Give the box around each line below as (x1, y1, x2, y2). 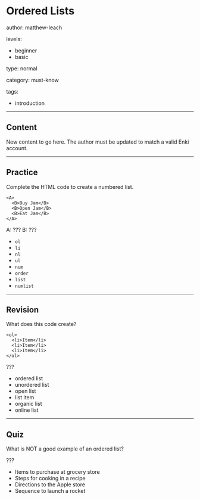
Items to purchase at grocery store (14, 468, 100, 476)
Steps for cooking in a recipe (14, 475, 86, 482)
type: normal (6, 64, 37, 72)
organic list (14, 400, 43, 408)
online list (14, 406, 39, 414)
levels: (6, 35, 22, 42)
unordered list (14, 381, 49, 389)
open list (14, 387, 36, 395)
